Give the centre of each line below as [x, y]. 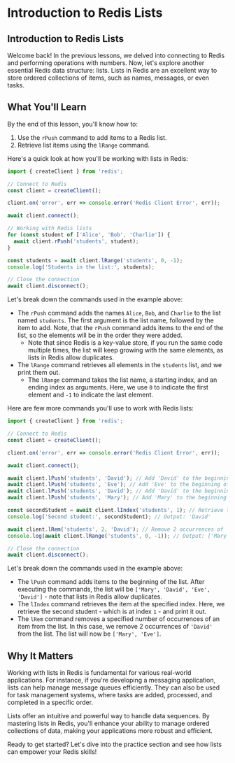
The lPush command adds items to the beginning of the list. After [111, 582]
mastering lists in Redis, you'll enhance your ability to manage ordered [108, 723]
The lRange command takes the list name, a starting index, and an [122, 380]
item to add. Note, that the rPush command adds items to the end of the [120, 328]
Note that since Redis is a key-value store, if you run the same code [125, 343]
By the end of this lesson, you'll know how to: [73, 124]
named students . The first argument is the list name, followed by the [116, 320]
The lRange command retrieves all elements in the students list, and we [120, 365]
